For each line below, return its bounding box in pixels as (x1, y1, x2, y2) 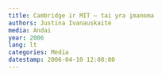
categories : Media (8, 48, 69, 56)
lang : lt (8, 41, 37, 49)
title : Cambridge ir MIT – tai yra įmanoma (8, 11, 155, 20)
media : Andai (8, 26, 52, 34)
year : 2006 (8, 33, 44, 42)
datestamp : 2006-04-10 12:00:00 (8, 56, 115, 64)
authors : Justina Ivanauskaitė (8, 19, 112, 27)
